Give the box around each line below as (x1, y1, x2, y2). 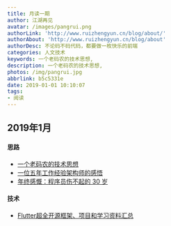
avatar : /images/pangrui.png (7, 23, 92, 30)
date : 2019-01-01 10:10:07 (7, 82, 85, 89)
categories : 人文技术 (7, 50, 66, 56)
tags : (7, 88, 23, 95)
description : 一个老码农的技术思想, (7, 62, 103, 69)
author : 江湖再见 (7, 17, 54, 24)
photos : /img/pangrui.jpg (7, 68, 82, 75)
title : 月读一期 (7, 10, 50, 17)
